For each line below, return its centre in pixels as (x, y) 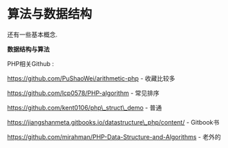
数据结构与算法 (28, 49)
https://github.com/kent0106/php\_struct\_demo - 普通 (85, 107)
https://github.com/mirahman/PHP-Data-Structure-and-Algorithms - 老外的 (114, 137)
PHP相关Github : (30, 63)
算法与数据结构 (50, 14)
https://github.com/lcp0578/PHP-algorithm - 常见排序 (84, 93)
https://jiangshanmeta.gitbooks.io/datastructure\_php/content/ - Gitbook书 (113, 122)
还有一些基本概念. (32, 34)
